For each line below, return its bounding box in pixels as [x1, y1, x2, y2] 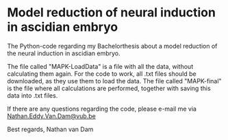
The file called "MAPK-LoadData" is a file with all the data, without [7, 62, 194, 70]
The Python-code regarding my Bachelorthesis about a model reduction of [7, 42, 218, 50]
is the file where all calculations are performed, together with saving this [7, 84, 211, 92]
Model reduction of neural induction [7, 5, 216, 20]
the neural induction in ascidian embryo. [7, 49, 121, 57]
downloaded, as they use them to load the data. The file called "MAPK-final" [7, 76, 222, 85]
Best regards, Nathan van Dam [7, 125, 94, 133]
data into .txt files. [7, 91, 58, 100]
